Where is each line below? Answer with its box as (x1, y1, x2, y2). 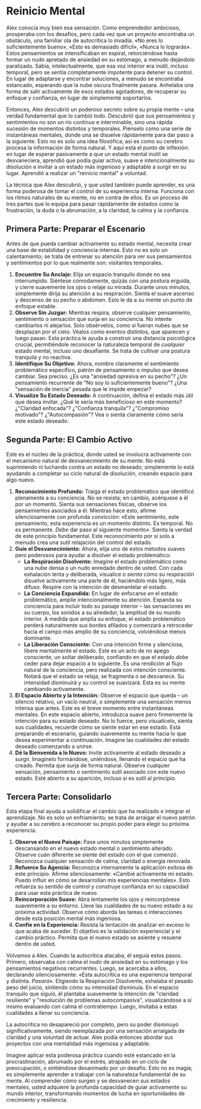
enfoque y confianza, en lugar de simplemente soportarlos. (6, 94, 153, 101)
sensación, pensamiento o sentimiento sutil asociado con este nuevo (14, 768, 185, 775)
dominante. (23, 634, 52, 641)
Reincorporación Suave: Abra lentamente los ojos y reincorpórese (14, 895, 180, 903)
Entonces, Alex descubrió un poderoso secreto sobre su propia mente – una (6, 106, 194, 113)
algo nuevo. (6, 476, 35, 483)
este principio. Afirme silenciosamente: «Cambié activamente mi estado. (14, 870, 194, 877)
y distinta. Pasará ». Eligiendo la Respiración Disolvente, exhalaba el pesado (6, 978, 193, 985)
